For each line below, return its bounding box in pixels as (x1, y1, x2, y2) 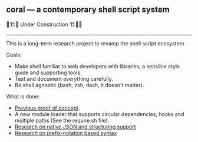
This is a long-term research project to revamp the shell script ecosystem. (6, 39, 186, 47)
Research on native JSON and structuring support (14, 123, 137, 130)
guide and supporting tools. (14, 69, 82, 76)
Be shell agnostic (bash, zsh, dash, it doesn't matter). (14, 81, 144, 88)
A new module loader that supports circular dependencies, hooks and (14, 110, 184, 117)
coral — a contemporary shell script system (6, 5, 170, 15)
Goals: (6, 51, 22, 58)
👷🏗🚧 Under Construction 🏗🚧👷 (6, 21, 82, 28)
